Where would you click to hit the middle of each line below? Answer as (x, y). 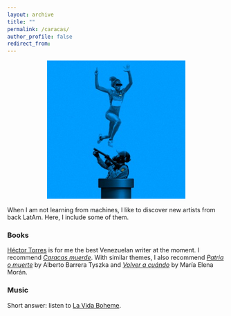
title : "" (21, 22)
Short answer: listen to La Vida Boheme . (64, 305)
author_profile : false (40, 37)
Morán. (17, 272)
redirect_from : (29, 44)
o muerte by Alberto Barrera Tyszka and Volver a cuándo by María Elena (110, 265)
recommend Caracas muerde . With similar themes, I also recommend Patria (115, 258)
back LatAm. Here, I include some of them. (68, 217)
